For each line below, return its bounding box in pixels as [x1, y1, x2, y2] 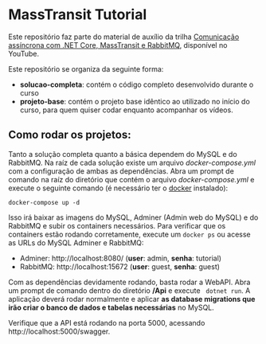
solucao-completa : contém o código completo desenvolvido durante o [19, 80, 254, 89]
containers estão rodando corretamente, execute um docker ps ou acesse [8, 229, 251, 239]
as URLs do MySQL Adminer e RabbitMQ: [8, 237, 144, 248]
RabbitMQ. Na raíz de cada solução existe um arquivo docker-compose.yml [8, 158, 256, 167]
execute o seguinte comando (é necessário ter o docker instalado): [8, 183, 229, 193]
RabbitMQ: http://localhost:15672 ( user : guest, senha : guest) [19, 261, 221, 272]
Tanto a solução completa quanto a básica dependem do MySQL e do [8, 149, 237, 158]
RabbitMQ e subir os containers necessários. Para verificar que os [8, 221, 226, 230]
